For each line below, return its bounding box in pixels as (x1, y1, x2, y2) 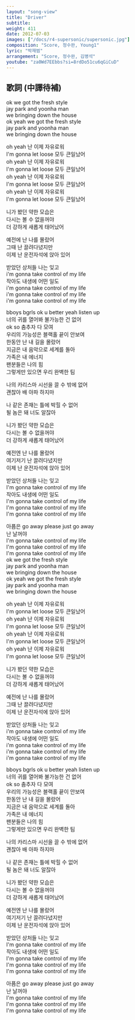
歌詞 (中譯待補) (6, 82, 62, 93)
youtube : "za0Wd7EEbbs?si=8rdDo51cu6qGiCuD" (6, 59, 119, 65)
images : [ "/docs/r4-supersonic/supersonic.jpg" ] (6, 37, 130, 43)
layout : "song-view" (6, 8, 58, 15)
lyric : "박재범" (6, 48, 43, 54)
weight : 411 (6, 25, 36, 32)
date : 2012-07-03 (6, 31, 50, 37)
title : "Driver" (6, 14, 47, 20)
